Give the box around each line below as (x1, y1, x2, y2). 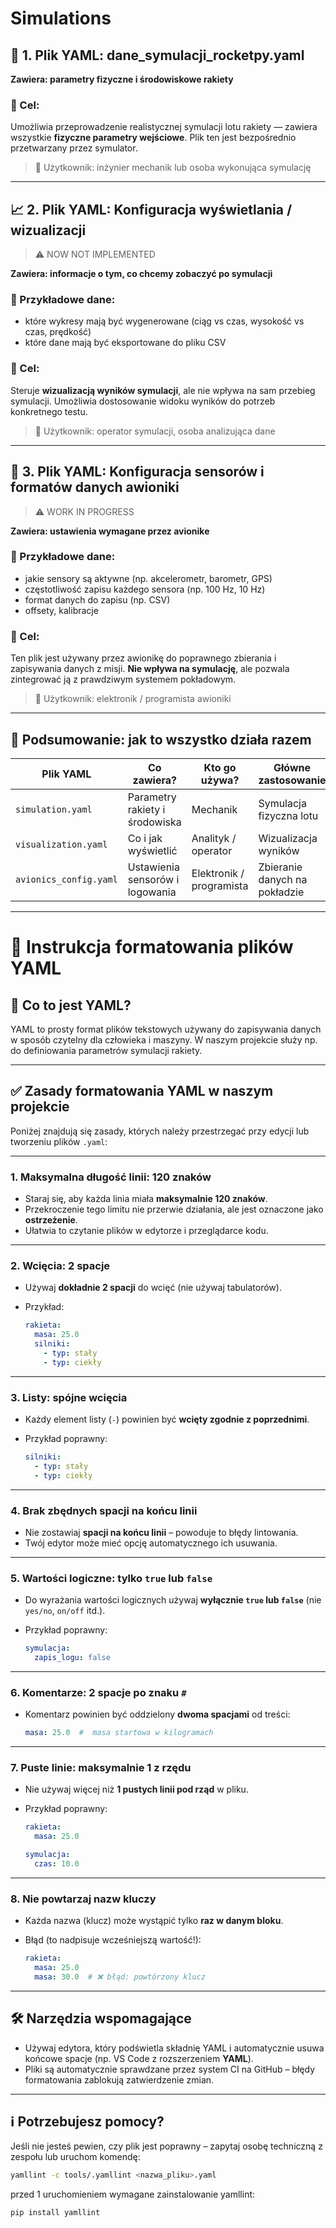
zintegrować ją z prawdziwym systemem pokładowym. (10, 673, 237, 686)
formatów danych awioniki (10, 479, 180, 496)
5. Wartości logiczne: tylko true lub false (10, 1571, 213, 1585)
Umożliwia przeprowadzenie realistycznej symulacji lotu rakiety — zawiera (10, 121, 318, 133)
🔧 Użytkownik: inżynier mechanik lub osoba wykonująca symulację (34, 162, 312, 174)
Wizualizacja (258, 831, 318, 845)
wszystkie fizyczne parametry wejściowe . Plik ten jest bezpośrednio (10, 132, 297, 144)
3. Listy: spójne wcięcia (10, 1390, 128, 1404)
